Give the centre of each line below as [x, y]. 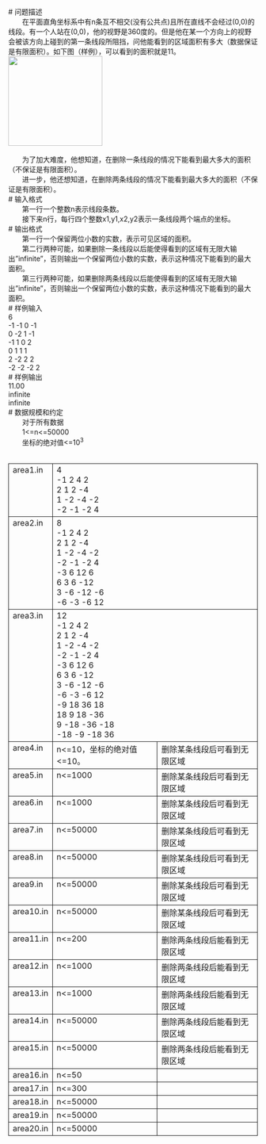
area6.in [28, 802]
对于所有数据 [43, 422]
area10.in [31, 911]
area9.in [28, 884]
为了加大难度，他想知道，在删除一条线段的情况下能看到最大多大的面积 [136, 159]
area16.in [31, 1074]
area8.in [28, 856]
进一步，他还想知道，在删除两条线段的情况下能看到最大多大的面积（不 [136, 179]
